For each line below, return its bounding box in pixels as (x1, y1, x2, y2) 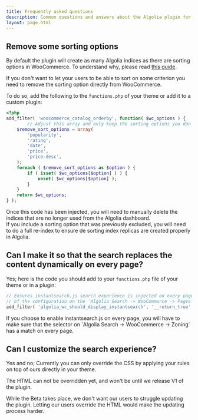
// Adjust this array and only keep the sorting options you (27, 121, 181, 127)
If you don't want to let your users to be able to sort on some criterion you (6, 75, 186, 82)
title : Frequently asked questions (6, 8, 94, 15)
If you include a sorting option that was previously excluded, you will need (6, 221, 186, 228)
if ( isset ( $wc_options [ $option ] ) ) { (27, 170, 128, 176)
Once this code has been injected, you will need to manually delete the (6, 209, 178, 216)
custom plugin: (6, 98, 42, 106)
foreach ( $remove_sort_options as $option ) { (16, 164, 136, 171)
